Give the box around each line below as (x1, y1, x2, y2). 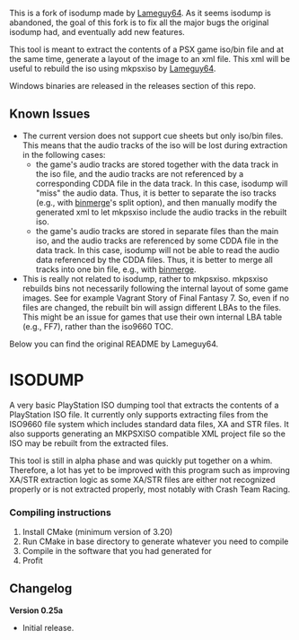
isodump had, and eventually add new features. (9, 27, 186, 37)
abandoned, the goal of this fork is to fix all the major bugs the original (9, 17, 269, 28)
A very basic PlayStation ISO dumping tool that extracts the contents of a (9, 399, 279, 410)
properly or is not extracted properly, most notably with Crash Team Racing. (9, 484, 291, 495)
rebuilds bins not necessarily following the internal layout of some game (22, 283, 289, 294)
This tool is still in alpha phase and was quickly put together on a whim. (9, 455, 273, 466)
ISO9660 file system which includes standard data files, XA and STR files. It (9, 418, 289, 429)
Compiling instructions (9, 506, 112, 519)
